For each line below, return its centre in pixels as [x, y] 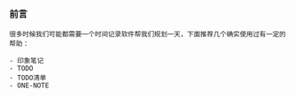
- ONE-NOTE [29, 86]
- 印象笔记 [27, 61]
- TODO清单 [28, 78]
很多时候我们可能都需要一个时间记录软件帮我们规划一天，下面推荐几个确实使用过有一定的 [147, 34]
